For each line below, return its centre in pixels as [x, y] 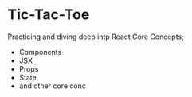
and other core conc [53, 86]
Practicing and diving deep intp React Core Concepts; [96, 37]
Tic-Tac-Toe [49, 15]
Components [40, 52]
